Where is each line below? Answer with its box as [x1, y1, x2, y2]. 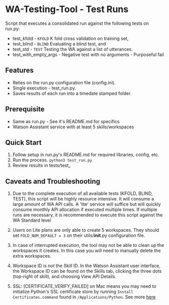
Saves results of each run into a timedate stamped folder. [12, 90, 132, 96]
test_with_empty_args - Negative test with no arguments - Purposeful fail [12, 52, 164, 58]
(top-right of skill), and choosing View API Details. [12, 274, 117, 280]
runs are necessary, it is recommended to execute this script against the [12, 212, 163, 218]
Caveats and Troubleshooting [5, 177, 100, 185]
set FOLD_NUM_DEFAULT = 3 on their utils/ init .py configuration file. [12, 232, 145, 238]
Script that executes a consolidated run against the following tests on [5, 20, 149, 26]
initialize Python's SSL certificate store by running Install [12, 289, 134, 295]
